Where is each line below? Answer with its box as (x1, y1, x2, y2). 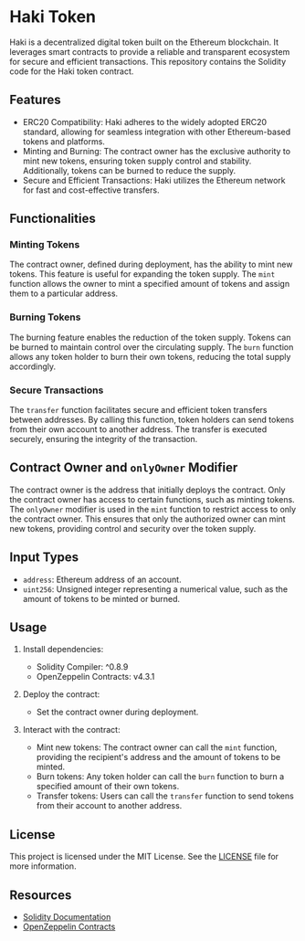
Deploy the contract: (22, 689, 100, 700)
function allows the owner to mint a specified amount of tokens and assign (9, 279, 290, 290)
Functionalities (9, 211, 96, 227)
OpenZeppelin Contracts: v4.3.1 (36, 671, 155, 682)
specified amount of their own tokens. (36, 781, 180, 792)
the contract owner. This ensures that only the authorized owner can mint (9, 513, 286, 524)
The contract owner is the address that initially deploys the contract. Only (9, 484, 286, 495)
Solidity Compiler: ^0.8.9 (36, 661, 129, 672)
